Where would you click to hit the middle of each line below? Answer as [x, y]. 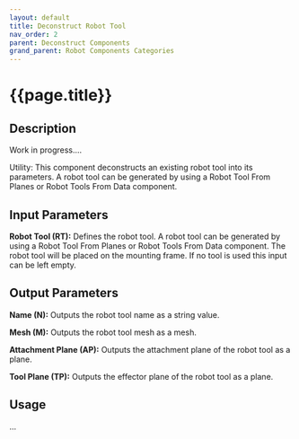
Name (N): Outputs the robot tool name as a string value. [114, 314]
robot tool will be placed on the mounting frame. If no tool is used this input [148, 255]
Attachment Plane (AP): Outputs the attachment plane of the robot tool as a [150, 349]
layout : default [40, 18]
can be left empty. [43, 265]
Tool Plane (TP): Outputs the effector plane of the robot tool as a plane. [141, 376]
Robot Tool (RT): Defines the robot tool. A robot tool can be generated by [145, 236]
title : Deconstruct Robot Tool [68, 26]
